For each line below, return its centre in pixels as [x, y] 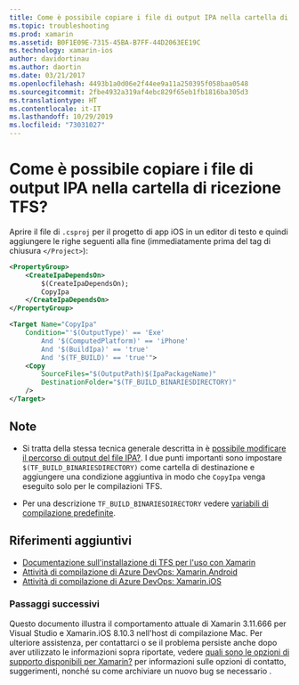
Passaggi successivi [55, 604]
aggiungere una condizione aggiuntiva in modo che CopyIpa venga [144, 477]
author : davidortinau [49, 59]
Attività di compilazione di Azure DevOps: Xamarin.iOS [122, 581]
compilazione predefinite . [69, 512]
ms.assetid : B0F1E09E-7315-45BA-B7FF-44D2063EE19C [105, 42]
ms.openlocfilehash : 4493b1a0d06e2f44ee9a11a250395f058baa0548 [129, 84]
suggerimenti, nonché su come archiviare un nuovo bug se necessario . [141, 671]
